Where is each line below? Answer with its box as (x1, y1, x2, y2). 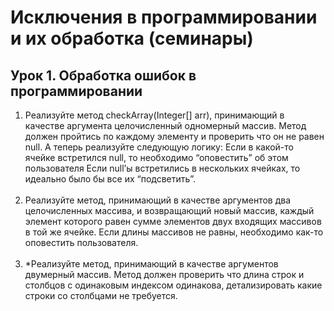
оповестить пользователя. (24, 237, 139, 248)
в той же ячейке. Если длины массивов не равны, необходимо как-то (24, 226, 324, 238)
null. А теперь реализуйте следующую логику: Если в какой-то (24, 141, 294, 153)
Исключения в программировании (10, 6, 318, 29)
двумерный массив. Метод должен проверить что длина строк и (24, 269, 305, 280)
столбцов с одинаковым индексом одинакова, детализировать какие (24, 279, 323, 291)
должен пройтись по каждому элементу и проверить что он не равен (24, 131, 325, 142)
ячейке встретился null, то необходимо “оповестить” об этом (24, 152, 289, 163)
